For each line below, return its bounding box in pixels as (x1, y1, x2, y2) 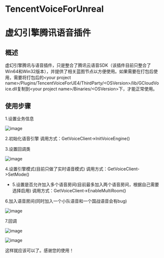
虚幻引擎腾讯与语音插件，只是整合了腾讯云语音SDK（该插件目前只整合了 (5, 62, 151, 68)
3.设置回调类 (5, 146, 31, 152)
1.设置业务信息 (5, 116, 34, 121)
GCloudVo (138, 80, 159, 86)
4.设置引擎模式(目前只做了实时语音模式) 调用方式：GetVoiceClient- (5, 166, 140, 172)
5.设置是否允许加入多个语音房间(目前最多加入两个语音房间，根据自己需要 (12, 181, 159, 187)
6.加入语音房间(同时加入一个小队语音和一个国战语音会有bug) (5, 198, 127, 204)
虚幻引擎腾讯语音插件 (5, 27, 92, 39)
